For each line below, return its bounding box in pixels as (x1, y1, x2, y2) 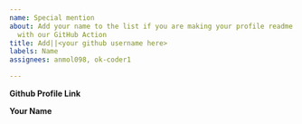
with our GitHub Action (17, 30, 107, 39)
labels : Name (9, 47, 59, 56)
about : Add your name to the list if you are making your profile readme (9, 22, 294, 31)
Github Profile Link (9, 88, 81, 99)
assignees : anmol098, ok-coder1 (9, 55, 131, 64)
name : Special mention (9, 13, 95, 23)
